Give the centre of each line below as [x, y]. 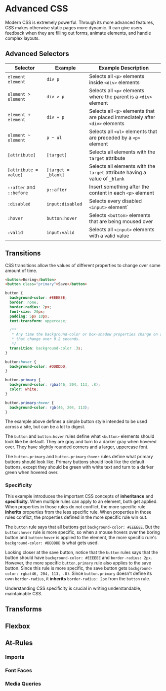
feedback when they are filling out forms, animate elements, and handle [78, 33]
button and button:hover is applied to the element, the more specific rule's [81, 537]
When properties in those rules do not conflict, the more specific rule [75, 506]
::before [18, 193]
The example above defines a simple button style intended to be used [76, 421]
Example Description [124, 68]
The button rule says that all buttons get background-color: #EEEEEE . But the [83, 527]
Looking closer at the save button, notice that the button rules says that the [82, 552]
